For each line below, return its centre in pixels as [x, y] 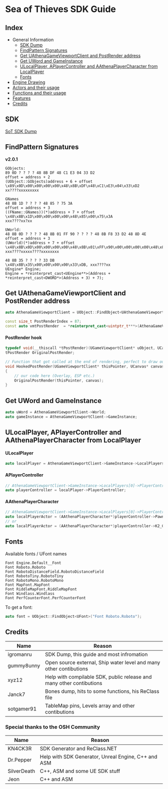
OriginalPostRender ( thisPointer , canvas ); [59, 380]
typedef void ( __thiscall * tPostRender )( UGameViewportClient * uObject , [80, 348]
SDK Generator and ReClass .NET [78, 748]
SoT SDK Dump [21, 131]
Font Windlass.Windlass [30, 594]
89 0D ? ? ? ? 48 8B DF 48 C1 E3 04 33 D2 [50, 173]
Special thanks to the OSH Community [53, 727]
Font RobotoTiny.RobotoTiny [34, 576]
